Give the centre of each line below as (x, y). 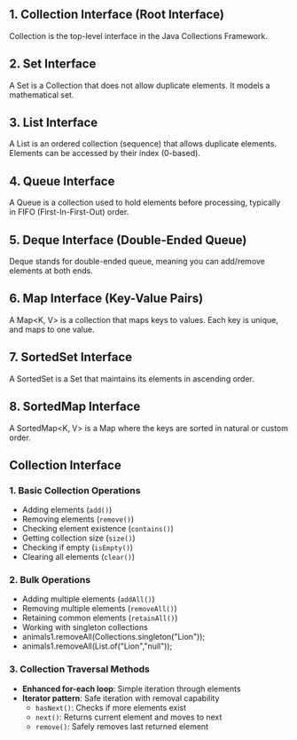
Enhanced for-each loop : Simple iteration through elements (131, 689)
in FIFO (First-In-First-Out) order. (69, 212)
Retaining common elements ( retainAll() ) (100, 618)
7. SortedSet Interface (71, 357)
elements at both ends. (51, 271)
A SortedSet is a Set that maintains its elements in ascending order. (132, 378)
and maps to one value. (52, 329)
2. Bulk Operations (50, 580)
